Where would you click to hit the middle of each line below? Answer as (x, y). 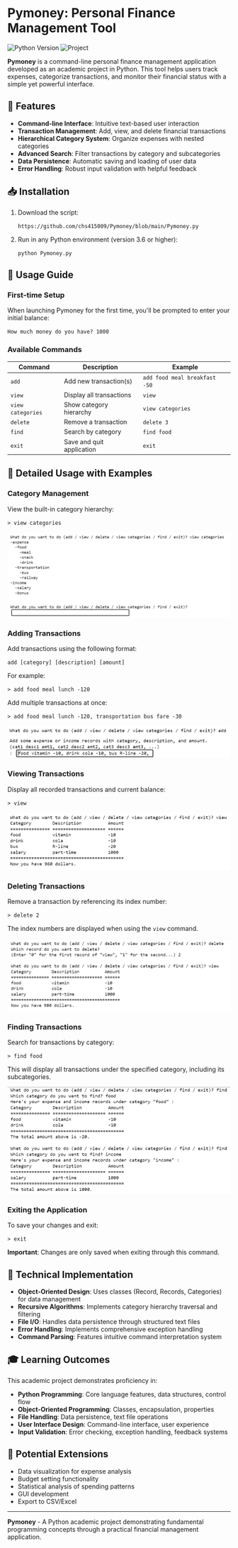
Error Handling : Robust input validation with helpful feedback (107, 169)
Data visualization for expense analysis (74, 1471)
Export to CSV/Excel (47, 1501)
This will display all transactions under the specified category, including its (116, 1069)
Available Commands (45, 350)
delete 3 (155, 423)
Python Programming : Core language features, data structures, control (122, 1394)
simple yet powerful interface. (51, 84)
